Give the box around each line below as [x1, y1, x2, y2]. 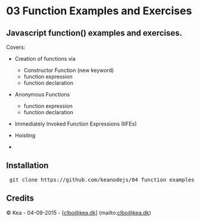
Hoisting [14, 132, 36, 139]
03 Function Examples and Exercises [6, 4, 192, 18]
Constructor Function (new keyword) [23, 67, 114, 74]
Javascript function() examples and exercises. [6, 28, 183, 38]
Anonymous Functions [14, 91, 70, 98]
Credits [6, 193, 35, 204]
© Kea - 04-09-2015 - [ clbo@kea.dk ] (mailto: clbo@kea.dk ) [6, 209, 152, 216]
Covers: [6, 43, 26, 51]
